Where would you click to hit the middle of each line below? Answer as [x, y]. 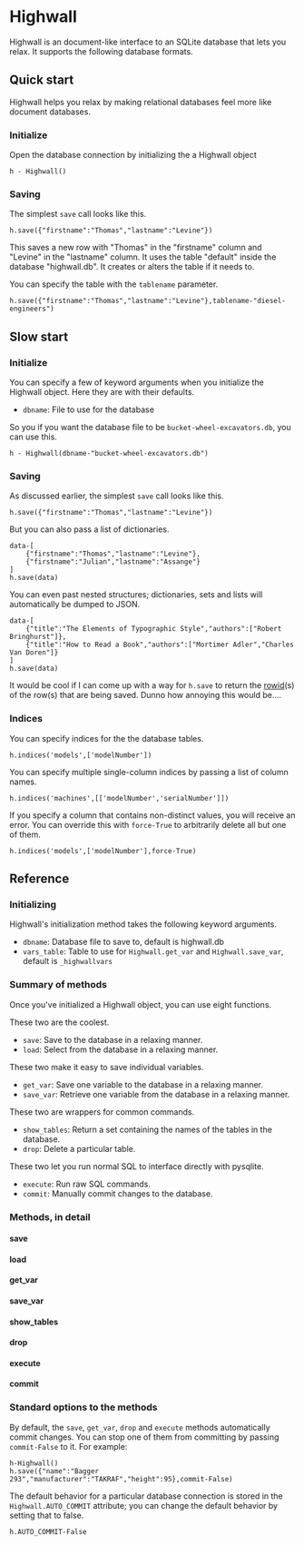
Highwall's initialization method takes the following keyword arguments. [143, 924]
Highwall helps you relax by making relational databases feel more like [141, 102]
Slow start [39, 336]
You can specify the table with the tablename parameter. [114, 284]
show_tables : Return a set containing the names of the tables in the [147, 1129]
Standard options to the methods [83, 1407]
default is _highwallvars [68, 961]
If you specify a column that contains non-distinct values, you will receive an [153, 815]
